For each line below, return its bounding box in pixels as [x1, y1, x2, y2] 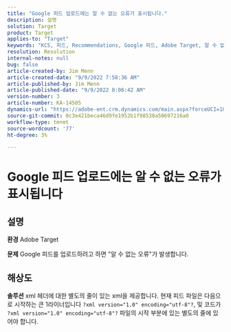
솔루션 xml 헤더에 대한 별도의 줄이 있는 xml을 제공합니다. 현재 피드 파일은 [7, 291, 203, 300]
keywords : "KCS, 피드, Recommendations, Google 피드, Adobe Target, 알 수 [7, 42, 218, 49]
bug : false [7, 61, 38, 68]
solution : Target [7, 23, 57, 30]
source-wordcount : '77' [7, 125, 76, 132]
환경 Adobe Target [7, 235, 59, 244]
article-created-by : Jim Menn [7, 67, 94, 74]
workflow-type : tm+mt [7, 118, 69, 126]
